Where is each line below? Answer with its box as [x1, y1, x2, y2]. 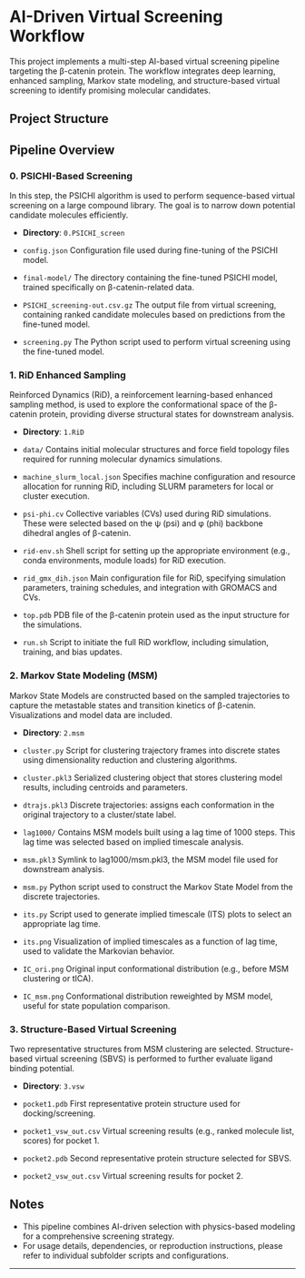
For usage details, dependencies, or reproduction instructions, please [22, 1240, 283, 1251]
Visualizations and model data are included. [9, 709, 172, 720]
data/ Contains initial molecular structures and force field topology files [22, 444, 290, 455]
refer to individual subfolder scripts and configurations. [22, 1250, 230, 1261]
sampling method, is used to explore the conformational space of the [9, 399, 268, 411]
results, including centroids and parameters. [22, 781, 188, 793]
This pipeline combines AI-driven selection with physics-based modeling [22, 1221, 296, 1232]
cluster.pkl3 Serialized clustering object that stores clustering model [22, 772, 283, 783]
